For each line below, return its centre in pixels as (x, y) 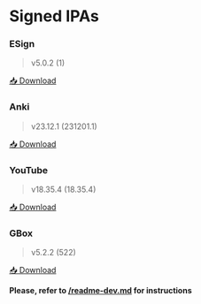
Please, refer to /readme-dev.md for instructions (100, 291)
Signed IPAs (54, 16)
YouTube (29, 170)
